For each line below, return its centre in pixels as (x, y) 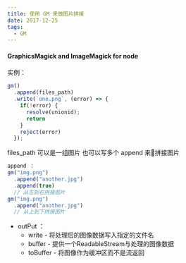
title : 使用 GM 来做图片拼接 (46, 14)
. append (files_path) (44, 92)
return (36, 118)
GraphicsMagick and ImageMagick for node (73, 56)
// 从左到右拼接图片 (39, 192)
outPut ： (31, 226)
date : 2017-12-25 (33, 20)
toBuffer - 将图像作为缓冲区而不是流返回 (86, 253)
